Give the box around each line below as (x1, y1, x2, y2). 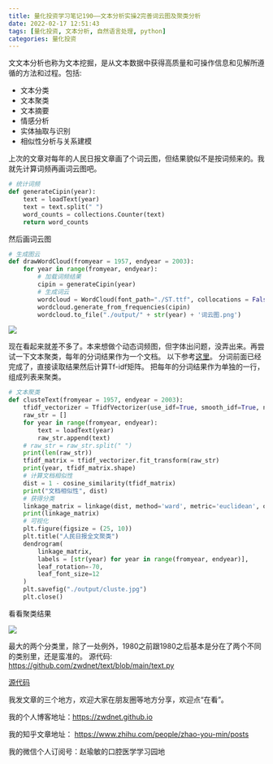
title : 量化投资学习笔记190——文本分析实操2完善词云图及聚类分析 (8, 11, 201, 20)
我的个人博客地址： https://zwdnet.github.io (8, 712, 153, 722)
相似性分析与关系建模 (19, 136, 92, 147)
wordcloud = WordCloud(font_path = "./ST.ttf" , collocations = (37, 295, 249, 304)
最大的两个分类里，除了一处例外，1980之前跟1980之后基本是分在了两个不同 (8, 641, 262, 651)
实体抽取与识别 (19, 126, 71, 136)
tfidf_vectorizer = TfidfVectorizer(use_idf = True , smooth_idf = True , (23, 404, 260, 412)
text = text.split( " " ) (23, 203, 104, 211)
